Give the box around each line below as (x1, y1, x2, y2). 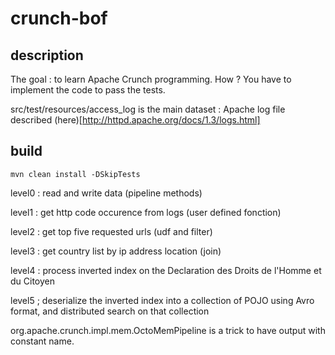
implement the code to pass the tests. (10, 84, 166, 96)
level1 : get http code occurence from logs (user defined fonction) (10, 206, 282, 218)
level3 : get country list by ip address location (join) (10, 245, 222, 257)
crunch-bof (10, 7, 108, 30)
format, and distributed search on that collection (10, 305, 210, 317)
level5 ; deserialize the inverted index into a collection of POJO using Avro (10, 294, 315, 306)
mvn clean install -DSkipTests (10, 169, 141, 179)
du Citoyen (10, 275, 55, 287)
